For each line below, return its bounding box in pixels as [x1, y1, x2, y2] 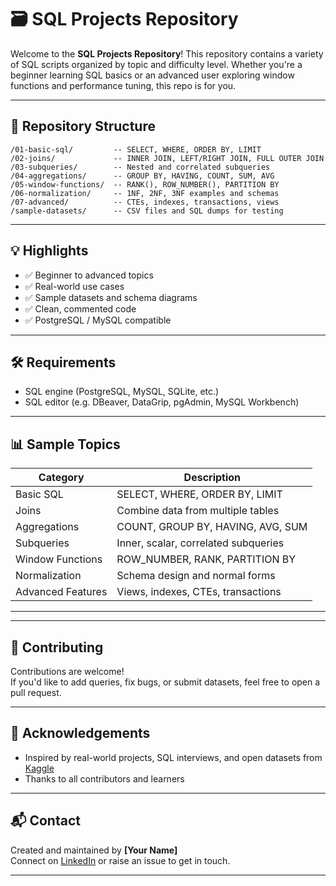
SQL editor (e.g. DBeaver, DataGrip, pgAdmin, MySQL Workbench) [24, 396, 300, 408]
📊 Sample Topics [10, 436, 121, 453]
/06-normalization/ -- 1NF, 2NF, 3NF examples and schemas [10, 188, 280, 198]
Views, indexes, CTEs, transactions [116, 585, 282, 599]
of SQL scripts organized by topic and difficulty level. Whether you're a [10, 58, 303, 70]
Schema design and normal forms [116, 569, 276, 583]
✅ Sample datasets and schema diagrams [24, 291, 198, 303]
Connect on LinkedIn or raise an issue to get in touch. [10, 854, 231, 866]
